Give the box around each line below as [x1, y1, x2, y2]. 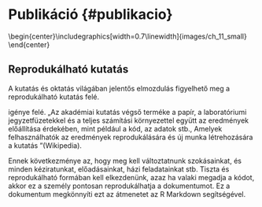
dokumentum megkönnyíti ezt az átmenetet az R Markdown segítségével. [8, 189, 246, 198]
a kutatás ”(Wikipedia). [8, 140, 83, 150]
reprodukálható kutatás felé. [8, 92, 100, 102]
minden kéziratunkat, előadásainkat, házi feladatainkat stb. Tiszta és [8, 164, 230, 174]
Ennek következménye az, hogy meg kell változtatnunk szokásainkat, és [8, 156, 242, 165]
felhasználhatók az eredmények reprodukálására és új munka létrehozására [8, 132, 253, 142]
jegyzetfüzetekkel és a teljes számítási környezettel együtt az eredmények [8, 116, 249, 125]
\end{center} [8, 39, 50, 49]
